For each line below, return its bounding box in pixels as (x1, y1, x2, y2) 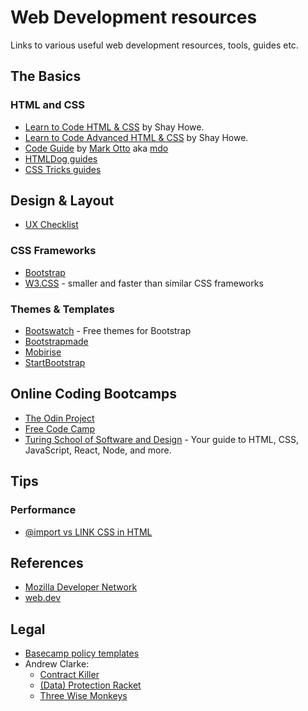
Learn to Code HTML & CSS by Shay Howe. (24, 121, 205, 133)
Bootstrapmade (24, 336, 89, 348)
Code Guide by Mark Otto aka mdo (24, 142, 169, 154)
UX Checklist (24, 219, 79, 231)
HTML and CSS (10, 98, 85, 112)
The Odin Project (24, 412, 95, 424)
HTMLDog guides (24, 152, 98, 165)
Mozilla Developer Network (24, 581, 138, 593)
